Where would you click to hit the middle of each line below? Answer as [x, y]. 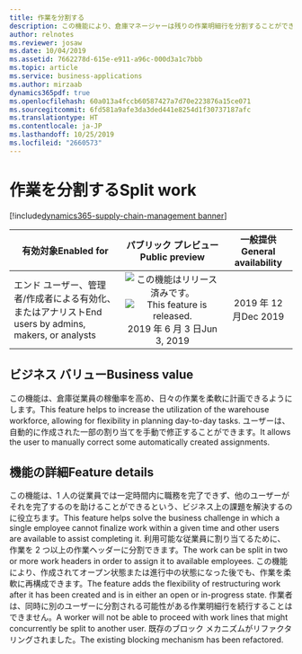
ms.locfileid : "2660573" [56, 143]
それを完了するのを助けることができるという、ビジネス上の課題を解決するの [151, 507]
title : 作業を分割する [47, 18]
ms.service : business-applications [76, 76]
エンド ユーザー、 [51, 285]
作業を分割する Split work [103, 190]
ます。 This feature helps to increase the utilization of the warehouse [143, 409]
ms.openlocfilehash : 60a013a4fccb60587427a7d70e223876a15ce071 [130, 101]
